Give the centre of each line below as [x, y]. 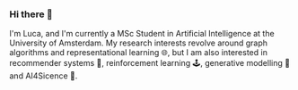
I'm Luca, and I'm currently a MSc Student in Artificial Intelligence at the [142, 34]
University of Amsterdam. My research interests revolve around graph [138, 43]
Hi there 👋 [31, 14]
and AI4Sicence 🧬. [44, 76]
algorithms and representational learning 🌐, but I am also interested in [138, 53]
